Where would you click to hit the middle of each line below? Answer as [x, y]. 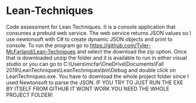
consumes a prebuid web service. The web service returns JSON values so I [99, 33]
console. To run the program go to [48, 45]
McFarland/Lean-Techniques [41, 51]
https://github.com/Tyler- [121, 45]
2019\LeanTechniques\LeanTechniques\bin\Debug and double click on [91, 70]
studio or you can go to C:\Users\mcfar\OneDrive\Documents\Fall [85, 64]
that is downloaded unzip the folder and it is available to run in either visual [97, 58]
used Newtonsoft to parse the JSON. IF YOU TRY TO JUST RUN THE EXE [95, 82]
